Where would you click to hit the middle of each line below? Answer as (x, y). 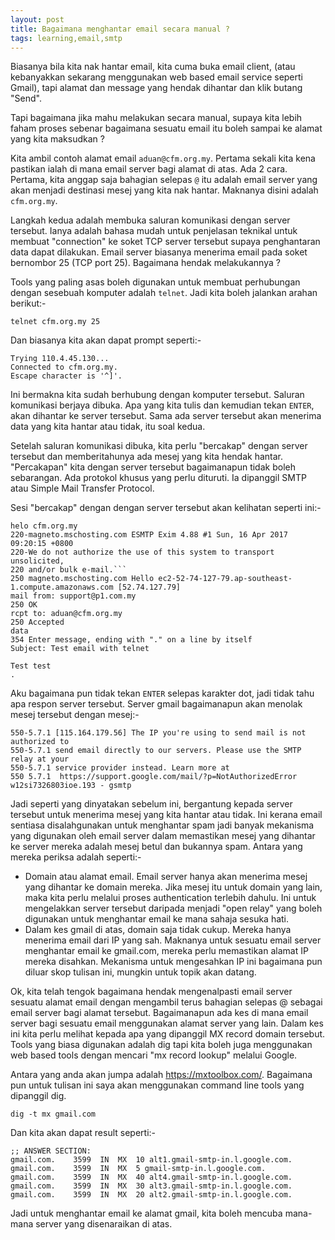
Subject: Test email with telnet (80, 649)
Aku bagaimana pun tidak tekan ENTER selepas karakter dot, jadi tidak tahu (162, 693)
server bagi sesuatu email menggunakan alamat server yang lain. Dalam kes (167, 1023)
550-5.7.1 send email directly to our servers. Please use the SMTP (156, 751)
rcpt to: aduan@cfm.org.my (66, 614)
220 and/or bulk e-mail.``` (69, 570)
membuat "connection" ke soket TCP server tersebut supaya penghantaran (165, 242)
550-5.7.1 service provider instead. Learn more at (120, 768)
